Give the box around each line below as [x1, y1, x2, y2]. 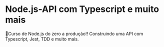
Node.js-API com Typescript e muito [5, 3, 159, 15]
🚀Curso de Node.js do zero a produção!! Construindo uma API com [5, 30, 143, 36]
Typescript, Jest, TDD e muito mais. [5, 36, 79, 42]
